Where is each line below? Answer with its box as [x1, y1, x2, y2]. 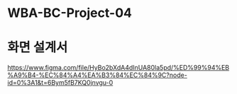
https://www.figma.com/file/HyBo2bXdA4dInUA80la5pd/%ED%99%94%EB [7, 64, 230, 72]
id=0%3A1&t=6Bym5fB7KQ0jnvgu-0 [7, 78, 114, 87]
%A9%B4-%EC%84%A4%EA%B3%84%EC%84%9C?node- [7, 71, 188, 79]
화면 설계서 [7, 40, 68, 56]
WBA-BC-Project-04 [7, 5, 133, 21]
